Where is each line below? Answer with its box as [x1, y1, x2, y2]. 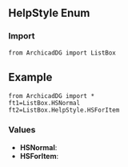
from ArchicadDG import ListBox [8, 48, 116, 57]
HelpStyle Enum [8, 6, 90, 20]
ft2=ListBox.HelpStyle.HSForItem [8, 106, 120, 114]
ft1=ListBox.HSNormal [8, 99, 81, 107]
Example [8, 71, 53, 84]
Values [8, 124, 36, 136]
